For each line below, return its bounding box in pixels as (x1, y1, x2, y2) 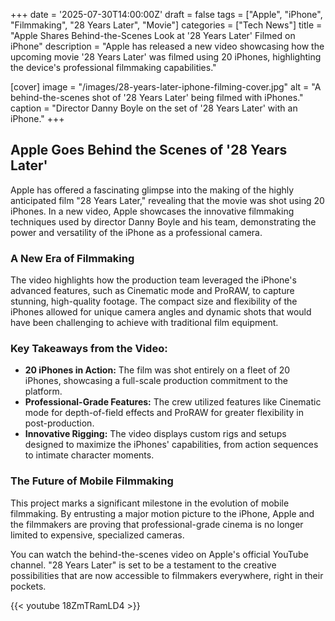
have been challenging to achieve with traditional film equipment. (10, 317, 279, 329)
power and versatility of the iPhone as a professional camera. (10, 226, 263, 238)
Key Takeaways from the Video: (10, 342, 168, 356)
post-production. (24, 417, 95, 429)
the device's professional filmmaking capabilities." (10, 62, 217, 73)
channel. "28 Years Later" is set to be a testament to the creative (10, 559, 277, 571)
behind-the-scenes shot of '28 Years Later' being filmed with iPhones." (10, 92, 304, 103)
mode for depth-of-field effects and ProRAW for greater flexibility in (24, 407, 304, 419)
